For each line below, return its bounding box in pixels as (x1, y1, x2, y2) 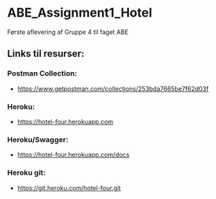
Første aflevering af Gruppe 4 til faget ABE (7, 28, 128, 36)
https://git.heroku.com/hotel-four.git (17, 184, 122, 192)
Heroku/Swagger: (7, 135, 69, 144)
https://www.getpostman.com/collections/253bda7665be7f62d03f (17, 85, 209, 93)
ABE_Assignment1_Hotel (7, 5, 153, 21)
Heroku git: (7, 168, 47, 178)
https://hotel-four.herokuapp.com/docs (17, 150, 130, 159)
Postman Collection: (7, 69, 78, 78)
